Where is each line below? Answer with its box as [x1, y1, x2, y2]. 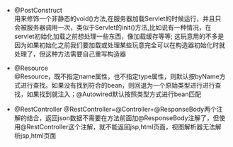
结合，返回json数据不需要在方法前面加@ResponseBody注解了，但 [26, 114, 220, 122]
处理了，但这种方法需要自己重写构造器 [13, 49, 126, 58]
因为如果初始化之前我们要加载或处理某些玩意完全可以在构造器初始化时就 [13, 41, 225, 49]
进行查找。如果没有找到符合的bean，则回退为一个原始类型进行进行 [20, 81, 215, 89]
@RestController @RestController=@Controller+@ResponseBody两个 [13, 105, 217, 113]
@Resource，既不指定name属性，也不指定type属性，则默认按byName [13, 72, 220, 81]
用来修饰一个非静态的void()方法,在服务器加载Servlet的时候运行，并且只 [13, 14, 222, 23]
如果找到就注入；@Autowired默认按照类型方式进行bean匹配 [26, 90, 202, 98]
